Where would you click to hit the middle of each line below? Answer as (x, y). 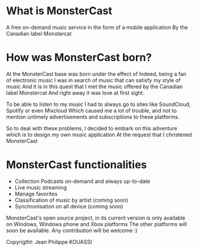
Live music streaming (40, 187)
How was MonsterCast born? (79, 58)
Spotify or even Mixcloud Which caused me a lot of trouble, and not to (92, 110)
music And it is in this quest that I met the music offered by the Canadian (95, 86)
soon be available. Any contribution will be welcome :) (72, 230)
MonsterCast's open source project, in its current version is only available (96, 218)
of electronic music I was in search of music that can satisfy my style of (93, 80)
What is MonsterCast (59, 11)
